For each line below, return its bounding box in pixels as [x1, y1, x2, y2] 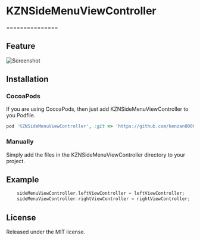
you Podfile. [6, 112, 36, 119]
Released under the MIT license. [6, 228, 86, 235]
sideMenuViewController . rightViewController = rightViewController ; [17, 196, 190, 202]
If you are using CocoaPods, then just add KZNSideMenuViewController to [6, 105, 189, 113]
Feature [6, 41, 36, 51]
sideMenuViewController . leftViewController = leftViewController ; [17, 191, 185, 197]
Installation [6, 74, 49, 85]
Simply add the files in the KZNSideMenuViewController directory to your [6, 151, 186, 158]
